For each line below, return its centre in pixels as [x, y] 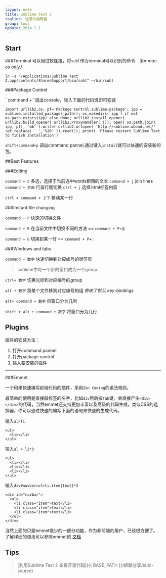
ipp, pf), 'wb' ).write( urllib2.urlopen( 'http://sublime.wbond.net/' [80, 127]
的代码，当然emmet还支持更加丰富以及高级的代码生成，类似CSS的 [86, 404]
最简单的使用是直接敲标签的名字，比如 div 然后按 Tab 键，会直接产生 [72, 398]
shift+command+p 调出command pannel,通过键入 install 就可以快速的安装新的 [83, 145]
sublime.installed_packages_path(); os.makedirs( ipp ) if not [72, 114]
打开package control [33, 356]
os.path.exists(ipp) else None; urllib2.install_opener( [65, 118]
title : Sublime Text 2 [28, 14]
